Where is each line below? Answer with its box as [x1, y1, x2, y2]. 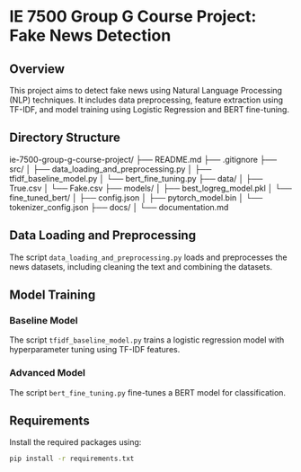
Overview [9, 61, 66, 76]
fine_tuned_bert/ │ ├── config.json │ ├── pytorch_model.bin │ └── [9, 191, 263, 203]
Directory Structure [9, 130, 121, 146]
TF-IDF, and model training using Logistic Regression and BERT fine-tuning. [9, 104, 290, 114]
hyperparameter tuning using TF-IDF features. [9, 344, 181, 355]
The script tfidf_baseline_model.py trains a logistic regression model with [9, 334, 285, 345]
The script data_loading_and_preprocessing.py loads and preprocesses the [9, 252, 288, 263]
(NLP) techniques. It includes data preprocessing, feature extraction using [9, 94, 284, 105]
